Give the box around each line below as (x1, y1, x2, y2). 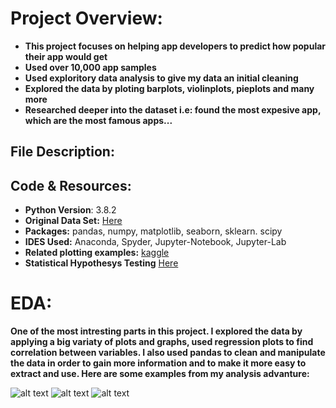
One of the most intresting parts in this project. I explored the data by (10, 325, 303, 337)
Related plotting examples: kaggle (24, 247, 170, 259)
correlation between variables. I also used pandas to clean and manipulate (10, 347, 326, 359)
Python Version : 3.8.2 (24, 204, 117, 216)
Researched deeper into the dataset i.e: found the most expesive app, (24, 103, 322, 116)
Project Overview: (10, 7, 163, 30)
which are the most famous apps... (24, 114, 173, 126)
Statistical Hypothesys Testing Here (24, 257, 179, 269)
